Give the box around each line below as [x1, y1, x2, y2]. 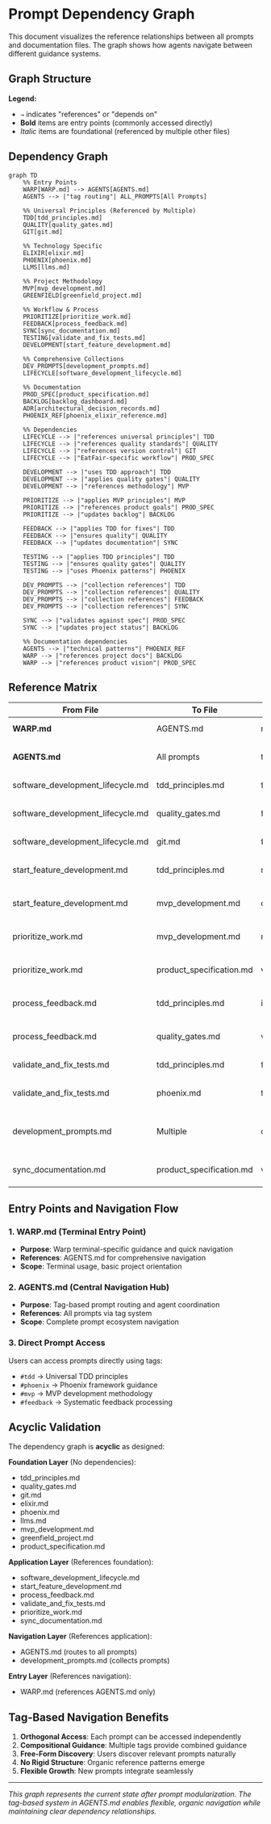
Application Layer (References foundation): [8, 1558, 154, 1567]
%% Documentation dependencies [23, 637, 128, 646]
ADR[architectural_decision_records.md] [23, 405, 161, 413]
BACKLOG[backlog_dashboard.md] [23, 397, 128, 405]
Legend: [8, 94, 37, 103]
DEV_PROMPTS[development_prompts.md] [23, 362, 150, 370]
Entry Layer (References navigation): [8, 1671, 131, 1681]
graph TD [8, 171, 38, 179]
